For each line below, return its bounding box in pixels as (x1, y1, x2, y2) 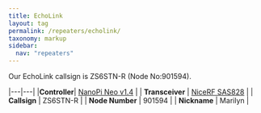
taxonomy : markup (8, 34, 67, 43)
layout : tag (8, 19, 48, 27)
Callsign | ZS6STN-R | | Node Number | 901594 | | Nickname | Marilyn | (8, 96, 249, 105)
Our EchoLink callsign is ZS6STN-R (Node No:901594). (8, 72, 192, 81)
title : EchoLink (8, 11, 63, 20)
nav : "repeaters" (15, 49, 74, 57)
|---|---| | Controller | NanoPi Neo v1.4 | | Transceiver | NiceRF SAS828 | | (8, 87, 254, 97)
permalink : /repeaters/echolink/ (8, 27, 121, 35)
